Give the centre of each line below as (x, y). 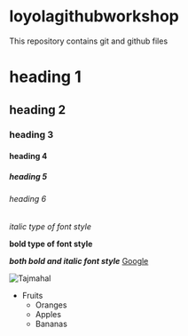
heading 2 (38, 110)
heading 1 (45, 77)
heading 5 (28, 176)
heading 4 (28, 156)
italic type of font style (50, 226)
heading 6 (28, 199)
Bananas (51, 324)
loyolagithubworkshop (94, 16)
